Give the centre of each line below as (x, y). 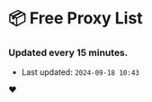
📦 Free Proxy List (76, 19)
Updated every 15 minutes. (68, 53)
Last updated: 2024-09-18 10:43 (80, 72)
